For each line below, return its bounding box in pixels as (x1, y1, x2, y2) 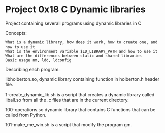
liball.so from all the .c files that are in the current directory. (5, 97, 129, 103)
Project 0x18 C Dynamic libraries (5, 4, 146, 15)
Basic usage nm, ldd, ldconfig (5, 57, 72, 63)
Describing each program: (5, 66, 60, 72)
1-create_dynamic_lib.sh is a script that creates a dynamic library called (5, 91, 155, 97)
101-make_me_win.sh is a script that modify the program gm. (5, 121, 133, 127)
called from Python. (5, 112, 47, 118)
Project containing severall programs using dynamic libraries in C (5, 20, 142, 26)
